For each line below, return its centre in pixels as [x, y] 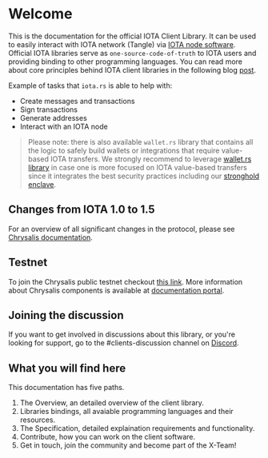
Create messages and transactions [77, 101]
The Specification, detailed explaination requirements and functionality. [137, 428]
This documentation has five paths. [66, 388]
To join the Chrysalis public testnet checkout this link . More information [126, 281]
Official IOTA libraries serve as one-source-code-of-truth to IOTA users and [132, 53]
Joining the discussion [66, 315]
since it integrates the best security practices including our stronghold [144, 176]
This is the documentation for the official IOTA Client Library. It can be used [132, 36]
